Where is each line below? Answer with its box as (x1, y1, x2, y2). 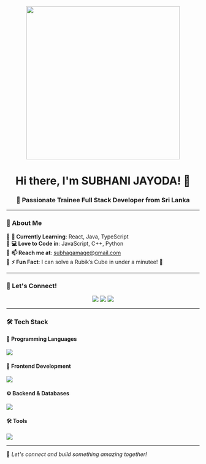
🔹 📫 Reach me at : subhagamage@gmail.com (6, 249, 121, 256)
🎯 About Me (6, 219, 42, 227)
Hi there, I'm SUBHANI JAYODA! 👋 (15, 174, 191, 188)
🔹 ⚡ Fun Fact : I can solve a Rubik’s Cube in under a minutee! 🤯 (6, 258, 164, 265)
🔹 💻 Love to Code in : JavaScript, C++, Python (6, 240, 124, 247)
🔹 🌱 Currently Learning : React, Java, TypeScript (6, 233, 129, 240)
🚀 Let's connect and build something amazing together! (6, 451, 147, 458)
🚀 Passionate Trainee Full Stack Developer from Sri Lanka (16, 196, 190, 205)
